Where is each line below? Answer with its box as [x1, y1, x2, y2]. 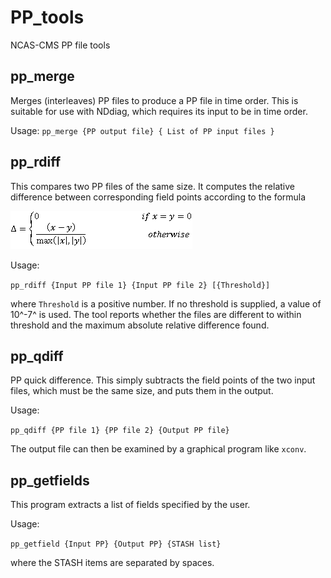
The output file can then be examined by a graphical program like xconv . [10, 443, 307, 455]
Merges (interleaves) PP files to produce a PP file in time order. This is [10, 94, 299, 106]
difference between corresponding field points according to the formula [10, 191, 307, 203]
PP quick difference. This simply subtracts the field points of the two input [10, 374, 316, 386]
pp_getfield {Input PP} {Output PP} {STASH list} [10, 539, 222, 550]
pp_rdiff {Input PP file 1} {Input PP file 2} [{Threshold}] [10, 280, 271, 290]
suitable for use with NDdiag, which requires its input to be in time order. [10, 105, 308, 117]
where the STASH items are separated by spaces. [10, 557, 215, 569]
